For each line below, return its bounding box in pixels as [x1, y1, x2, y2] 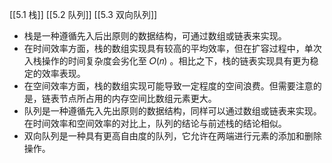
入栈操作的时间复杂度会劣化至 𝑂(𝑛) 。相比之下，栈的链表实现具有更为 [23, 55, 311, 67]
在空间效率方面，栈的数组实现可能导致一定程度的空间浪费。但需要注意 [23, 80, 314, 92]
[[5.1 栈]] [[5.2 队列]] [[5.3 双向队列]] [9, 9, 158, 20]
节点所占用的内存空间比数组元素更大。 [58, 93, 217, 104]
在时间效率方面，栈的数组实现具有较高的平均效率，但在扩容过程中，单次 [23, 43, 322, 54]
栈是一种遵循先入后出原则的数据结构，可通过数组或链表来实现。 [23, 30, 287, 42]
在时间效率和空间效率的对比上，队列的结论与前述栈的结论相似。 [23, 118, 287, 129]
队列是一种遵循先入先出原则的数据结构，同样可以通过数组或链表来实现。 [23, 105, 322, 117]
